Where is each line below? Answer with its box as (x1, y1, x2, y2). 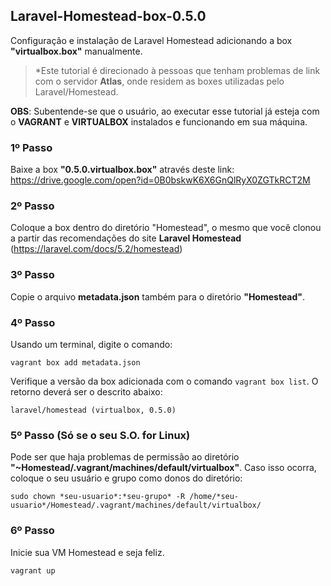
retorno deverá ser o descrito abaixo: (10, 386, 163, 398)
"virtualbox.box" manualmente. (10, 45, 143, 57)
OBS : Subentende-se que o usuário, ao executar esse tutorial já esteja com (10, 105, 320, 117)
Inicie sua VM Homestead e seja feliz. (10, 546, 165, 558)
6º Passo (10, 524, 55, 538)
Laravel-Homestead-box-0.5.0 (10, 8, 207, 25)
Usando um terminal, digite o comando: (10, 339, 173, 350)
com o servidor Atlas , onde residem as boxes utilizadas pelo (34, 75, 285, 87)
